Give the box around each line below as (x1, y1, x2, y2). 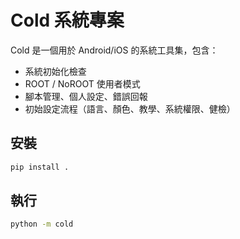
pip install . (10, 162, 70, 172)
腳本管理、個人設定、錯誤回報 (24, 90, 148, 102)
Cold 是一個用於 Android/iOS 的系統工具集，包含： (10, 44, 219, 56)
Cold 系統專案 (10, 9, 125, 32)
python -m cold (10, 219, 74, 230)
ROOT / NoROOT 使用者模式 (24, 77, 141, 90)
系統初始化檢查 (24, 65, 87, 77)
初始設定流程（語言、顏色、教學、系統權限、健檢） (24, 102, 236, 115)
